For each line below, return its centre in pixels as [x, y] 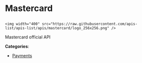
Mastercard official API [28, 37]
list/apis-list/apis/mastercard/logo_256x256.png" [57, 28]
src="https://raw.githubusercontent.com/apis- [90, 24]
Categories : [17, 47]
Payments [22, 56]
